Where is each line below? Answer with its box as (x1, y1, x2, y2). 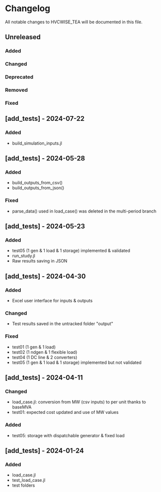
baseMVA (12, 404, 32, 410)
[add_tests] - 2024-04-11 (5, 373, 83, 381)
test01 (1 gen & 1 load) (12, 344, 56, 350)
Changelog (5, 3, 50, 14)
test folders (12, 482, 35, 488)
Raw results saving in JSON (12, 258, 68, 264)
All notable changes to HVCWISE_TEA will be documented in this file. (5, 19, 143, 25)
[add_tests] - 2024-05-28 (5, 154, 85, 163)
